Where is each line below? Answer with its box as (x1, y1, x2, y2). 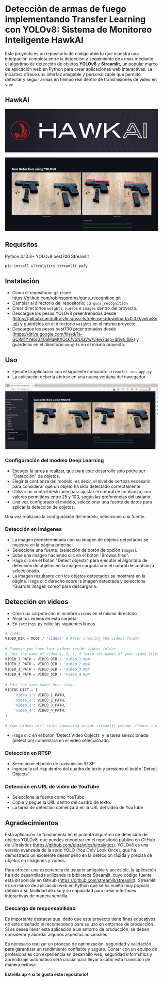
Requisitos (5, 240, 38, 249)
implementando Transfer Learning (5, 14, 146, 25)
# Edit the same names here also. (5, 682, 75, 687)
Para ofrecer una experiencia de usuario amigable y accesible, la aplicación (5, 867, 156, 873)
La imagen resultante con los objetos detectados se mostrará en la (12, 573, 146, 579)
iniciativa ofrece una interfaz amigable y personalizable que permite (5, 71, 141, 77)
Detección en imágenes (5, 525, 62, 532)
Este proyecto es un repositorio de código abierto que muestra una (5, 50, 139, 57)
